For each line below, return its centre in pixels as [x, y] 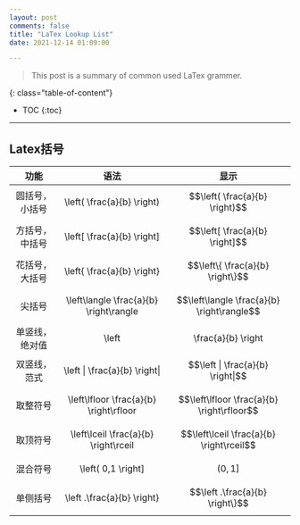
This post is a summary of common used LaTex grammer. [137, 76]
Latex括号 [37, 149]
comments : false [39, 26]
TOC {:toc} [42, 110]
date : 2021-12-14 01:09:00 [59, 42]
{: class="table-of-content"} [61, 93]
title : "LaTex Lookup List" [62, 34]
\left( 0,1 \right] [112, 469]
